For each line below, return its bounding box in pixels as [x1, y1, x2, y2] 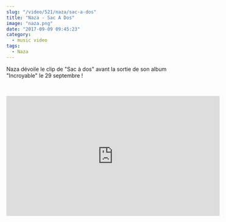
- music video [12, 37, 48, 43]
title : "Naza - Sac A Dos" [6, 15, 75, 21]
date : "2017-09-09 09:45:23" [6, 26, 80, 32]
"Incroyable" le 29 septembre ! [6, 71, 83, 79]
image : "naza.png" [6, 20, 53, 26]
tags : [6, 43, 20, 49]
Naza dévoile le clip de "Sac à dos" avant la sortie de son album [6, 65, 167, 73]
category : [6, 32, 32, 38]
